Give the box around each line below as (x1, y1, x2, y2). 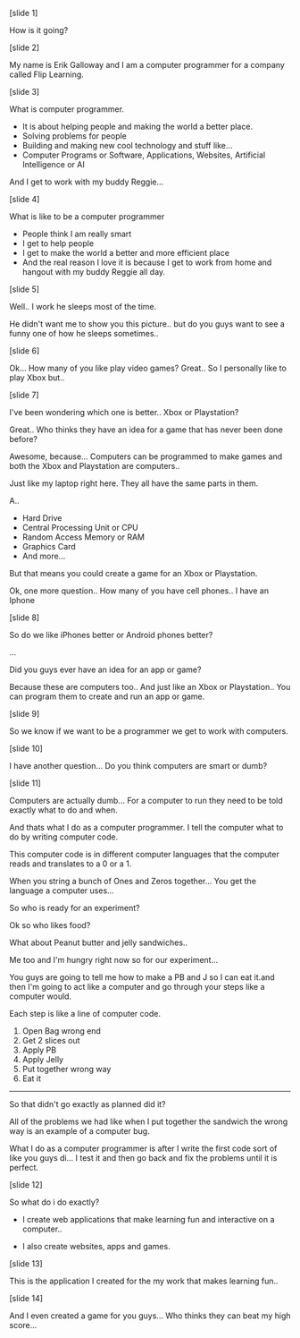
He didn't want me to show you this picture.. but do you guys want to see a (9, 319, 286, 329)
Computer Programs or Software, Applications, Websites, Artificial (21, 149, 266, 160)
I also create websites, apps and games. (21, 1241, 171, 1251)
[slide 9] (9, 709, 40, 719)
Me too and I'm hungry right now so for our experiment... (9, 955, 219, 965)
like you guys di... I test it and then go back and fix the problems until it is (9, 1153, 278, 1163)
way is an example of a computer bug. (9, 1126, 150, 1136)
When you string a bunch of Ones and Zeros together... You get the (9, 876, 257, 886)
